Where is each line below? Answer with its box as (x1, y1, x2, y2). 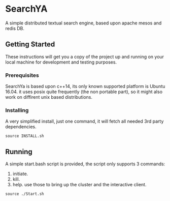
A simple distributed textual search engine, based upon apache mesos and (5, 20, 162, 26)
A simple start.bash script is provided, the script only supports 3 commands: (5, 161, 165, 167)
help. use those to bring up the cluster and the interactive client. (12, 182, 147, 188)
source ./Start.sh (5, 191, 44, 196)
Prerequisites (5, 72, 39, 79)
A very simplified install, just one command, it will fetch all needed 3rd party (5, 118, 164, 125)
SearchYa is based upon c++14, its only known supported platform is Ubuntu (5, 83, 165, 90)
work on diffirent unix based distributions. (5, 94, 93, 100)
